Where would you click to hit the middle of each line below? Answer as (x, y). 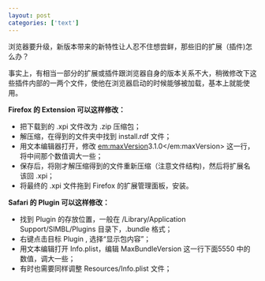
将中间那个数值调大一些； (61, 155)
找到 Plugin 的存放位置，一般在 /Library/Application (103, 219)
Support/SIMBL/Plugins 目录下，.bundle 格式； (96, 229)
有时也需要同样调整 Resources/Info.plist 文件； (95, 268)
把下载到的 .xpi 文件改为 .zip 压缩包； (80, 126)
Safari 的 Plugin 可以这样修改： (59, 202)
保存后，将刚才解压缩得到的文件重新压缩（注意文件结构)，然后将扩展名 (135, 166)
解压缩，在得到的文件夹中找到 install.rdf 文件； (95, 136)
